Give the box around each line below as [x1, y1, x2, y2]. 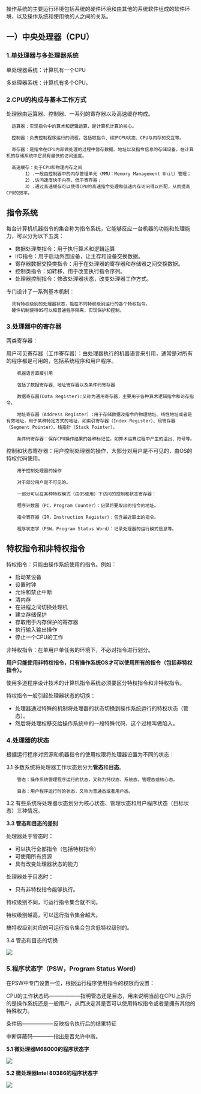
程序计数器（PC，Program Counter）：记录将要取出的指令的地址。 [17, 503, 159, 509]
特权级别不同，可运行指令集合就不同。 [6, 898, 101, 906]
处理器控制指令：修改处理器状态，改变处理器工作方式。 [14, 275, 152, 282]
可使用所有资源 [14, 853, 52, 860]
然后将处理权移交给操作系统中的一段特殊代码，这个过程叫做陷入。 [14, 719, 178, 727]
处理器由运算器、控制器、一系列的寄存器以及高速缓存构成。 [6, 110, 154, 117]
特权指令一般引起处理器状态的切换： [6, 692, 96, 699]
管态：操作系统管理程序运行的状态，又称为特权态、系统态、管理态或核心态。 [17, 777, 178, 783]
